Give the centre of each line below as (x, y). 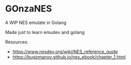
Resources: (17, 42)
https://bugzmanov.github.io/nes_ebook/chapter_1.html (69, 57)
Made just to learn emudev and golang (45, 32)
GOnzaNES (28, 9)
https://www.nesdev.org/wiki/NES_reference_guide (65, 51)
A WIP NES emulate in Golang (36, 22)
